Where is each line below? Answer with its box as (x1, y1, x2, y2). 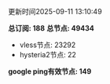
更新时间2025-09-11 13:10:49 (8, 7, 102, 16)
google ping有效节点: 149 (8, 67, 92, 76)
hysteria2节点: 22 (19, 50, 76, 59)
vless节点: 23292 (19, 40, 76, 49)
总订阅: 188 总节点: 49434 (8, 24, 94, 33)
